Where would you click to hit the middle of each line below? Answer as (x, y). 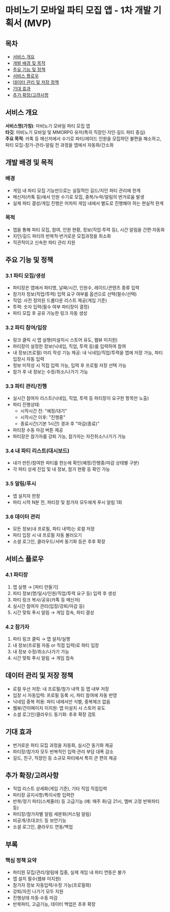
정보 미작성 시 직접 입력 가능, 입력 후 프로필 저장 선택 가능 (69, 365)
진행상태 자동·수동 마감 (35, 898)
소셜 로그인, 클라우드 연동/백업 (43, 827)
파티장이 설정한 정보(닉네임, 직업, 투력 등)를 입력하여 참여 (69, 346)
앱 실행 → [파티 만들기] (35, 587)
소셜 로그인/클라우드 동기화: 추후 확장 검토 (54, 714)
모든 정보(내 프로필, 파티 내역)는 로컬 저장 (54, 528)
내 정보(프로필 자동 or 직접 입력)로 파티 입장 (56, 645)
